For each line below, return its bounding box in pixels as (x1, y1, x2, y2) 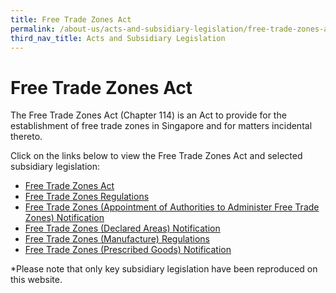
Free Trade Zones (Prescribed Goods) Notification (24, 244, 232, 256)
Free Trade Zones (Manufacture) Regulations (24, 233, 210, 245)
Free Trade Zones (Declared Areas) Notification (24, 222, 221, 235)
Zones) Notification (24, 212, 105, 224)
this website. (10, 274, 63, 286)
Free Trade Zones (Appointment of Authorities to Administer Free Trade (24, 201, 320, 213)
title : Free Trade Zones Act (10, 14, 132, 25)
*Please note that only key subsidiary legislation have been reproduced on (10, 263, 318, 275)
